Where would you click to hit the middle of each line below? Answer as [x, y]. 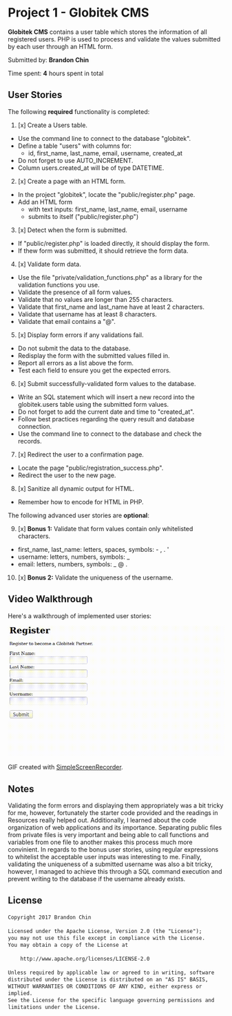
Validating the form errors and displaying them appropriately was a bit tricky [116, 805]
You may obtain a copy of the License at [68, 945]
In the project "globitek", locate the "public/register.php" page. [106, 194]
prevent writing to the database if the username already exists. [97, 879]
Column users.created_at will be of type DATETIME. [91, 168]
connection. [35, 426]
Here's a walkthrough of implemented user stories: [80, 615]
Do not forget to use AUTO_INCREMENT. [75, 160]
